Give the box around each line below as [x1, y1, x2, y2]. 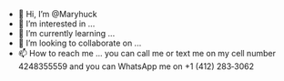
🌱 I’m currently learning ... [17, 28, 116, 38]
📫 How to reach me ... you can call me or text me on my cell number [17, 48, 276, 58]
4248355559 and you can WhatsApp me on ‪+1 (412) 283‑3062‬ [17, 61, 255, 72]
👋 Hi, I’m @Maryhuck [17, 9, 97, 19]
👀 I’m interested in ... [17, 18, 96, 29]
